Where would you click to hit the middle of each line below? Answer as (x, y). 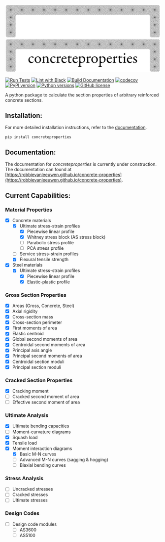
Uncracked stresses (33, 489)
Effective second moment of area (46, 402)
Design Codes (22, 513)
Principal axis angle (32, 350)
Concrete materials (32, 220)
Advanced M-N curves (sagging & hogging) (64, 459)
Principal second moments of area (47, 356)
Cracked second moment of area (46, 397)
